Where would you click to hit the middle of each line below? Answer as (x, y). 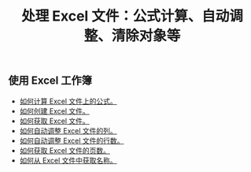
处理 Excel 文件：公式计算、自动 (125, 16)
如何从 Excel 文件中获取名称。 (68, 160)
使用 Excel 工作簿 (50, 81)
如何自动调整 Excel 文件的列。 (68, 130)
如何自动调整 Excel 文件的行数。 (72, 140)
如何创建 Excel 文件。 (54, 110)
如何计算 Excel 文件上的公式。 (68, 101)
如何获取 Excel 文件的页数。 (65, 150)
